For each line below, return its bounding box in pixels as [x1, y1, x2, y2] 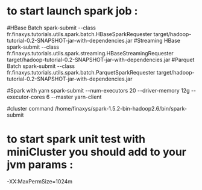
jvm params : [7, 158, 74, 172]
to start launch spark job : [7, 4, 138, 18]
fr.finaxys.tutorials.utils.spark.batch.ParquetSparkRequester [7, 69, 156, 76]
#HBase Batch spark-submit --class [7, 24, 96, 31]
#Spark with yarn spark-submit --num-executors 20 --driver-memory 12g [7, 87, 190, 94]
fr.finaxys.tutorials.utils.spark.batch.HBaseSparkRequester [7, 30, 153, 37]
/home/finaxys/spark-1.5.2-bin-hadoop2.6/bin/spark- [54, 105, 188, 112]
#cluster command [7, 105, 54, 112]
